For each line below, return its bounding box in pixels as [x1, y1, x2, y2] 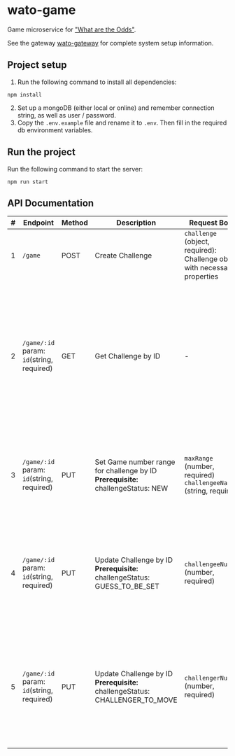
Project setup [7, 59, 68, 71]
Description [116, 218, 156, 227]
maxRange [184, 454, 213, 463]
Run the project [7, 146, 76, 158]
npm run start [7, 178, 49, 185]
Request [189, 218, 218, 227]
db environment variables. [17, 125, 93, 134]
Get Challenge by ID [94, 351, 161, 361]
